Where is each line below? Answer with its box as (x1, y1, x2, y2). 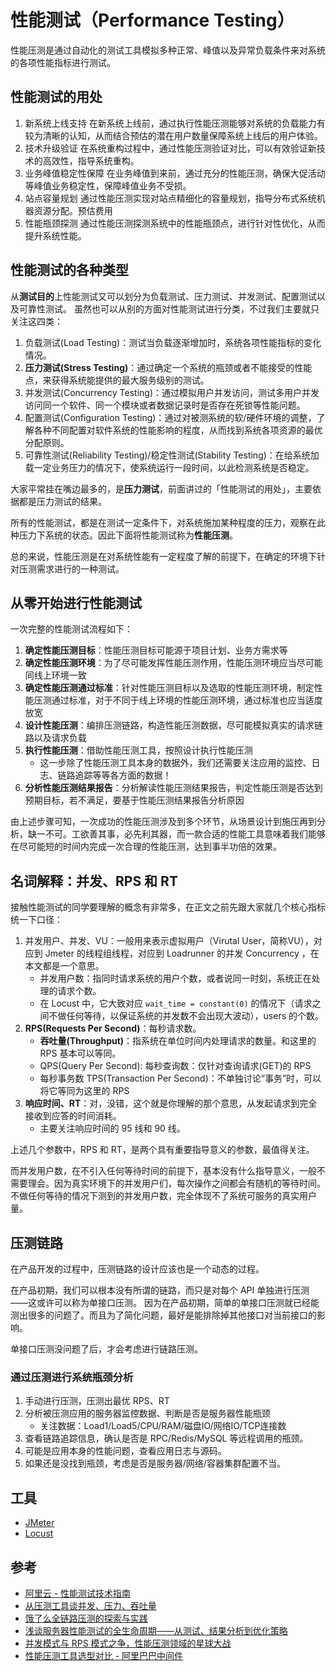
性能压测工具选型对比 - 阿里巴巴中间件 (24, 1649, 184, 1661)
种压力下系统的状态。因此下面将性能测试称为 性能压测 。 (10, 529, 238, 541)
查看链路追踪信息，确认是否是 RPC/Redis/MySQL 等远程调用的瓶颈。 (24, 1432, 309, 1445)
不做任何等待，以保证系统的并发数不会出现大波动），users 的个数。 (48, 1010, 325, 1022)
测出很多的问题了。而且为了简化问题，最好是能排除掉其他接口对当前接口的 (10, 1309, 317, 1321)
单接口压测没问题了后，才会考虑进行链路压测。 (10, 1343, 203, 1355)
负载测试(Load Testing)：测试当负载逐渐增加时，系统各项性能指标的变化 (24, 336, 322, 348)
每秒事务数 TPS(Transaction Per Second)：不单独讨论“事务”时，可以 (39, 1072, 322, 1085)
